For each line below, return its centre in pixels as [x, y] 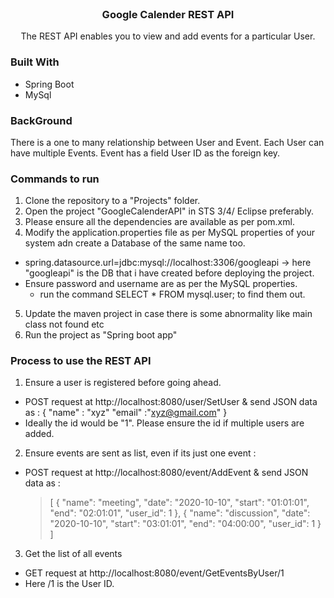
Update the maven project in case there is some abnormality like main [168, 314]
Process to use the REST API [81, 361]
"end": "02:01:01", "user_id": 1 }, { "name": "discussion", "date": [180, 513]
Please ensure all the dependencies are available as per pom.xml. [159, 222]
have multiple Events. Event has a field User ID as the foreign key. [145, 153]
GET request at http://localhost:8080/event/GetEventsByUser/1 [154, 573]
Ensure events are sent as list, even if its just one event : [140, 453]
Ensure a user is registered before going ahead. [123, 383]
